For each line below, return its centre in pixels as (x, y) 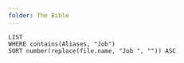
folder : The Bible (39, 15)
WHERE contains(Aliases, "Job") (62, 44)
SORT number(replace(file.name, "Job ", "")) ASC (92, 51)
